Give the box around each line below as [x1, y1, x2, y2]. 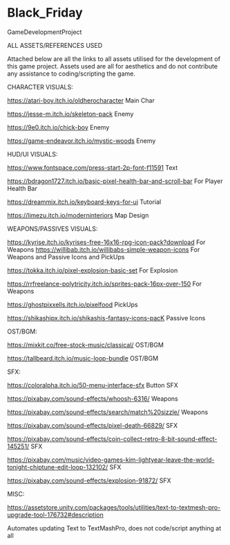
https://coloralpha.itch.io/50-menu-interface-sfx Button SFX [7, 381, 178, 389]
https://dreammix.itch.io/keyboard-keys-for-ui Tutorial [7, 198, 162, 206]
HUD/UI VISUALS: [7, 150, 58, 158]
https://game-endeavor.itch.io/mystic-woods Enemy [7, 137, 156, 145]
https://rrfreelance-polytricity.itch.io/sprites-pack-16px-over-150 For [7, 279, 202, 288]
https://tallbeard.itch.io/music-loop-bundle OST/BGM [7, 354, 159, 362]
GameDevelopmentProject [7, 28, 82, 36]
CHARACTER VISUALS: [7, 83, 74, 91]
